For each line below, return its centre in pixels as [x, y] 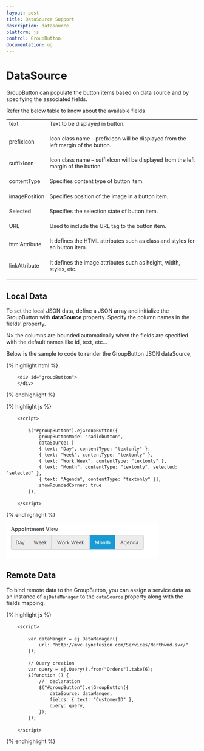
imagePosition [26, 196]
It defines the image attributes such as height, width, [115, 262]
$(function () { [49, 675]
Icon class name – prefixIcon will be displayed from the [118, 138]
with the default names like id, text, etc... [57, 342]
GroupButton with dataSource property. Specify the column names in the [98, 317]
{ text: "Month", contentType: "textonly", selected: [108, 467]
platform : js [23, 32]
